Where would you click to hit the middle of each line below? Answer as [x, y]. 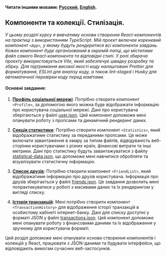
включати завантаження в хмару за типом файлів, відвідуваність [81, 140]
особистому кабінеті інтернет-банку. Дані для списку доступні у [81, 212]
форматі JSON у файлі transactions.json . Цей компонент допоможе [83, 218]
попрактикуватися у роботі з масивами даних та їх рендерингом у [83, 187]
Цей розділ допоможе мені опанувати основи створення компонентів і [81, 238]
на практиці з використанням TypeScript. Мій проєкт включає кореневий [83, 40]
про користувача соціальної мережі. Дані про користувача [75, 110]
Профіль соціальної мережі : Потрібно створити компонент [76, 99]
